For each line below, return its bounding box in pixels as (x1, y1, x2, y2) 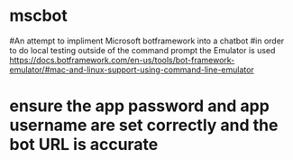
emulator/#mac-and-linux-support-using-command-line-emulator (9, 64, 254, 75)
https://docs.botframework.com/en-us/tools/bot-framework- (9, 54, 235, 65)
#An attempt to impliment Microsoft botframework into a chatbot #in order (9, 35, 285, 46)
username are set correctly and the (9, 115, 279, 136)
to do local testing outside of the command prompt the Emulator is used (9, 44, 276, 55)
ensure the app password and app (9, 96, 270, 117)
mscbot (9, 5, 68, 26)
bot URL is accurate (9, 135, 159, 155)
